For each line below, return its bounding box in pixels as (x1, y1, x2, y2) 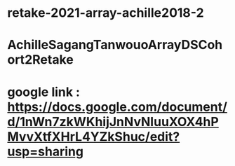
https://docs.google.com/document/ (7, 99, 228, 115)
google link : (7, 84, 81, 99)
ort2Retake (7, 52, 74, 68)
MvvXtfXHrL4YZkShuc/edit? (7, 128, 180, 144)
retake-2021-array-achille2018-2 (7, 5, 205, 21)
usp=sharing (7, 144, 84, 159)
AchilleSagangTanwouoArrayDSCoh (7, 37, 223, 53)
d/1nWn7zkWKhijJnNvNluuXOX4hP (7, 113, 219, 130)
